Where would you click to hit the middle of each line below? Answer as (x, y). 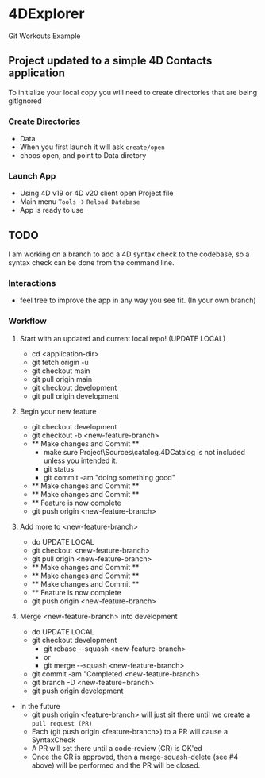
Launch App (32, 175)
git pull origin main (62, 379)
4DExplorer (46, 14)
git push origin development (77, 691)
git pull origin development (75, 396)
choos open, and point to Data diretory (83, 156)
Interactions (32, 283)
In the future (40, 706)
